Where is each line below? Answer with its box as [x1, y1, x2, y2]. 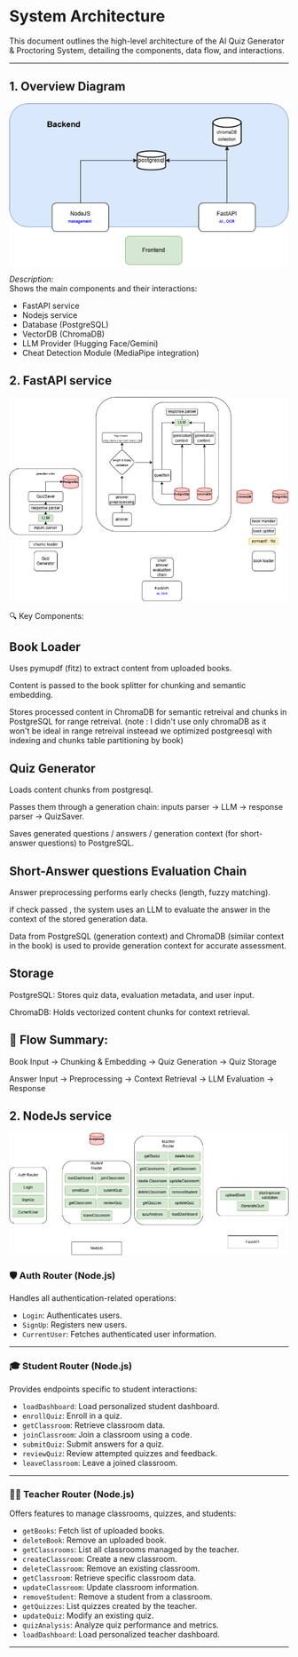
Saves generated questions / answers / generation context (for [9, 828, 239, 839]
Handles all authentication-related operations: [9, 1293, 176, 1304]
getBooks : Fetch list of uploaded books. [21, 1525, 166, 1535]
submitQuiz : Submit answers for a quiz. [21, 1439, 165, 1449]
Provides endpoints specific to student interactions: [9, 1383, 198, 1394]
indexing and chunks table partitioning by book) [9, 735, 184, 746]
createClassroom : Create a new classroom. [21, 1553, 177, 1564]
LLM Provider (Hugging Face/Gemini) [21, 337, 159, 348]
